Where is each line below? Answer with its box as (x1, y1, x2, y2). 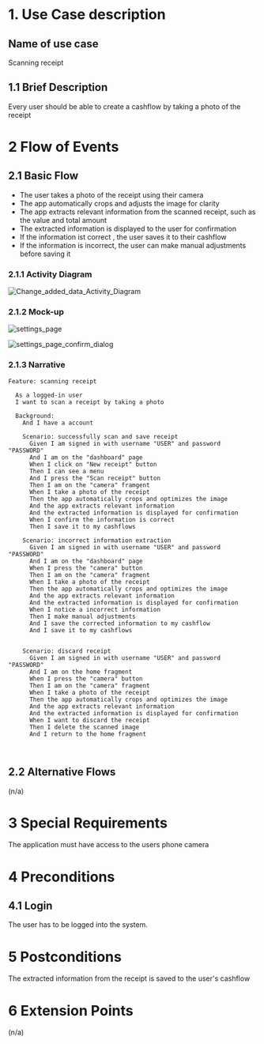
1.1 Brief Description (8, 81, 108, 94)
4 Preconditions (8, 868, 115, 886)
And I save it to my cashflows (28, 626, 133, 634)
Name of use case (8, 37, 99, 51)
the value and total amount (19, 215, 107, 224)
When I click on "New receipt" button (28, 460, 157, 468)
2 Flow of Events (8, 138, 119, 156)
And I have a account (22, 419, 93, 427)
